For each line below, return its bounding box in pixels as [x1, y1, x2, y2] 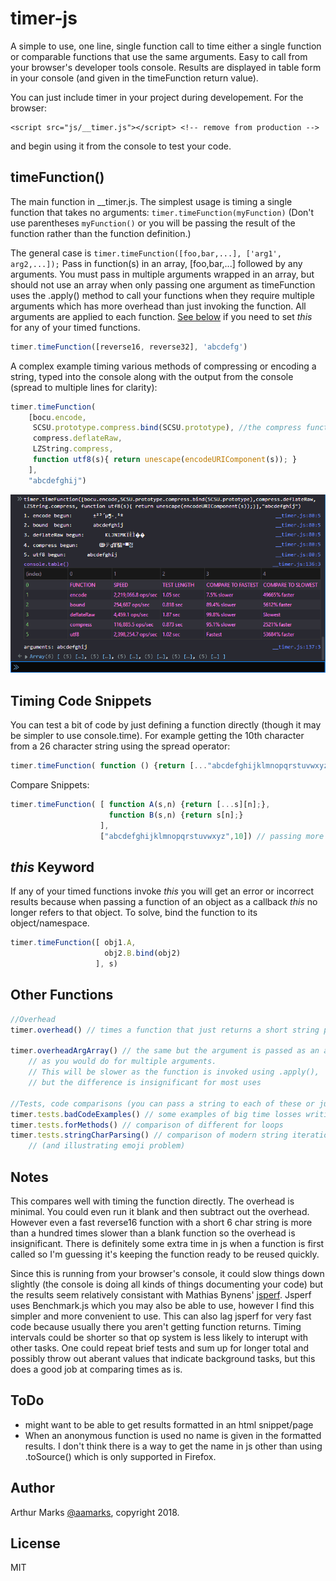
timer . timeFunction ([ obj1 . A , [10, 938, 137, 948]
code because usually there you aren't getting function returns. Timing [10, 1320, 302, 1332]
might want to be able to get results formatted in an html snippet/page [24, 1418, 314, 1431]
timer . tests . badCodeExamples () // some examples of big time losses [10, 1109, 302, 1119]
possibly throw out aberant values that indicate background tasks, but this [10, 1352, 316, 1364]
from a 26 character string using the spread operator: [10, 740, 231, 752]
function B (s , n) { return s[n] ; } [108, 810, 244, 820]
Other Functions [10, 987, 114, 1004]
